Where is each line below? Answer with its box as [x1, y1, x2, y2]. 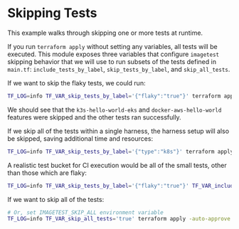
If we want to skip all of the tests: [7, 195, 105, 203]
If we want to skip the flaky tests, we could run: [7, 78, 146, 87]
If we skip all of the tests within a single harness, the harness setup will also [7, 127, 230, 135]
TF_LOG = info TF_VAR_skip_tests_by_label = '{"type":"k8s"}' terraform [7, 148, 215, 155]
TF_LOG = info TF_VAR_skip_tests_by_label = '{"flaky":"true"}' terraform [7, 92, 221, 100]
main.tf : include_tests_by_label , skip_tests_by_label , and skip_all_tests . [7, 65, 230, 73]
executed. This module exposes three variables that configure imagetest [7, 50, 219, 58]
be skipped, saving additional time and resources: [7, 134, 154, 143]
